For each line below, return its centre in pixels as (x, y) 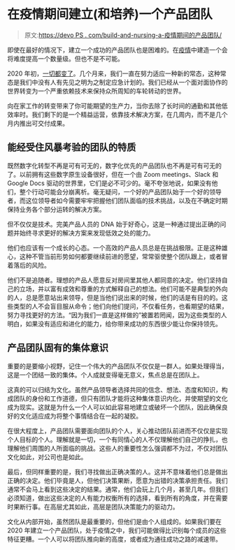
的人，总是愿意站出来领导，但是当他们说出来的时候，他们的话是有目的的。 (114, 297)
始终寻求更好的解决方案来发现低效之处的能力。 (87, 233)
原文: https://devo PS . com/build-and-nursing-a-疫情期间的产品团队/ (123, 35)
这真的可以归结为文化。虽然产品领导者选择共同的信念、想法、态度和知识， (114, 389)
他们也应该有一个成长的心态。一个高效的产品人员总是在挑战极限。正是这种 (114, 247)
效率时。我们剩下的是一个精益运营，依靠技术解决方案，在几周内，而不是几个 (117, 114)
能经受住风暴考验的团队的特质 (72, 147)
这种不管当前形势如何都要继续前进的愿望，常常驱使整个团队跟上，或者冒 (123, 256)
